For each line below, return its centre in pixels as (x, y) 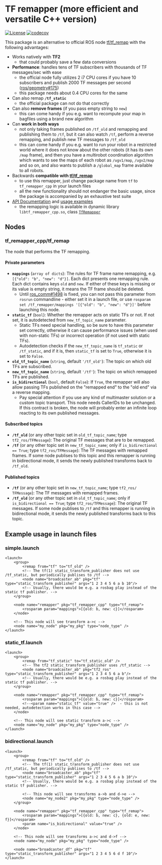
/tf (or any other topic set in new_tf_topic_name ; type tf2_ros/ (74, 488)
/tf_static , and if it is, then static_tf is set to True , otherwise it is (85, 351)
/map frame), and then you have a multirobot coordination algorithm (86, 155)
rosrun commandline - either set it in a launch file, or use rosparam (85, 299)
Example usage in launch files (51, 534)
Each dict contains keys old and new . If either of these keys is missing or (84, 283)
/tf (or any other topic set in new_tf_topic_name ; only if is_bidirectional (85, 445)
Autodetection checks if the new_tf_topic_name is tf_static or (81, 346)
